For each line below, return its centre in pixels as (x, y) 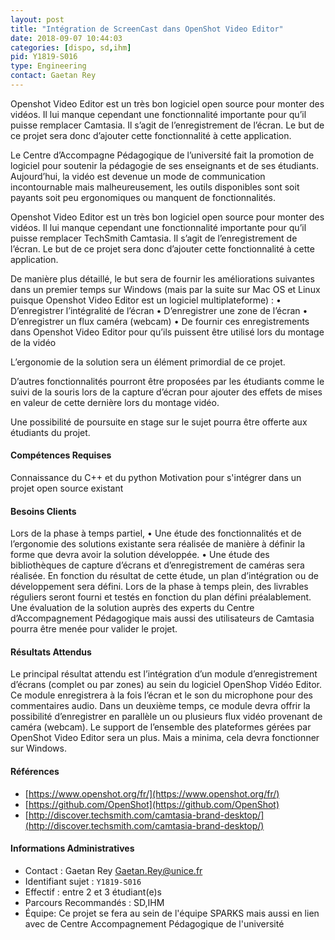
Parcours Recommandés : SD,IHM (94, 902)
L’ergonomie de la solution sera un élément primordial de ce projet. (148, 362)
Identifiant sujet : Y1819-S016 (83, 881)
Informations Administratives (72, 848)
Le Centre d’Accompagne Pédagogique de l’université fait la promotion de (162, 155)
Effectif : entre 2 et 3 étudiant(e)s (93, 892)
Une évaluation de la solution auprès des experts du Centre (132, 608)
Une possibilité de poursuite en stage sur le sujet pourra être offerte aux (159, 422)
